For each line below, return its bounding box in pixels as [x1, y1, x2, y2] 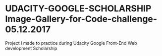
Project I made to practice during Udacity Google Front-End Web [5, 40, 137, 46]
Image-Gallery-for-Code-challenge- [5, 13, 158, 25]
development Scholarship [5, 45, 57, 51]
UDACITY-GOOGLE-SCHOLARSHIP [5, 3, 152, 14]
